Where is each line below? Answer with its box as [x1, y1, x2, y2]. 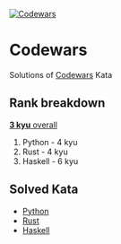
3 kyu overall [9, 119, 58, 130]
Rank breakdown [9, 95, 106, 111]
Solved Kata [9, 182, 79, 197]
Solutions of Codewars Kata [9, 69, 113, 80]
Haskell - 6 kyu [22, 155, 79, 166]
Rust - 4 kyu [22, 146, 69, 157]
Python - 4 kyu [22, 136, 78, 147]
